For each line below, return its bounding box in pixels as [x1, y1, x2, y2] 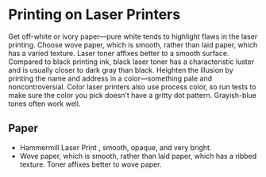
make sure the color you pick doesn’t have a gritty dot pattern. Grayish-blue [8, 90, 256, 100]
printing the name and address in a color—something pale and [8, 73, 213, 83]
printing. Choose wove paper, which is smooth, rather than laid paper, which [8, 40, 258, 49]
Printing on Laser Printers [8, 6, 181, 24]
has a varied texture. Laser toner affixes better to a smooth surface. [8, 48, 229, 58]
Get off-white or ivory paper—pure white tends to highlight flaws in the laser [8, 32, 258, 41]
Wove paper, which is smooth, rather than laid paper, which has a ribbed [19, 151, 257, 160]
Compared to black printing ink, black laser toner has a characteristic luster [8, 57, 255, 66]
